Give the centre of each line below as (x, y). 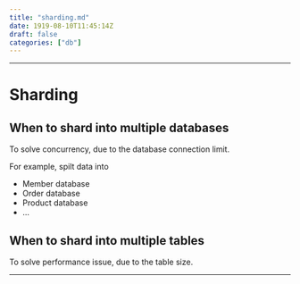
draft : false (33, 34)
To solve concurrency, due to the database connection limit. (120, 149)
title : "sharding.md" (50, 17)
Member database (56, 184)
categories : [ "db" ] (46, 42)
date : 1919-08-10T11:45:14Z (62, 26)
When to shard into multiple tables (107, 241)
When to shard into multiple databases (119, 127)
